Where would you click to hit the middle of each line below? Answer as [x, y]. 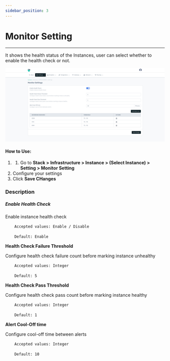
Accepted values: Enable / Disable [52, 227]
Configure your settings [37, 173]
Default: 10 [27, 354]
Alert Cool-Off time [26, 324]
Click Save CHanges [34, 179]
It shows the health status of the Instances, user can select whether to [78, 55]
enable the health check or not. [38, 60]
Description [20, 192]
